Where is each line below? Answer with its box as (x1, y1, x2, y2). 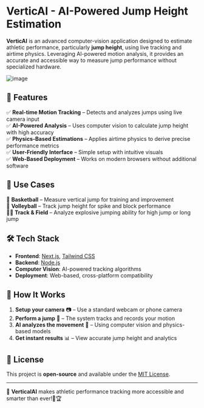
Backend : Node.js (15, 259, 61, 267)
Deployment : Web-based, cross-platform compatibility (15, 272, 153, 279)
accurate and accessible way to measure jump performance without (6, 56, 177, 64)
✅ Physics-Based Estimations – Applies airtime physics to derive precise (6, 135, 191, 142)
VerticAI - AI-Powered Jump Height (6, 4, 188, 18)
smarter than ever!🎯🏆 (6, 395, 62, 402)
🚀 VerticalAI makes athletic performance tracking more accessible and (6, 388, 184, 395)
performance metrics (6, 141, 59, 149)
